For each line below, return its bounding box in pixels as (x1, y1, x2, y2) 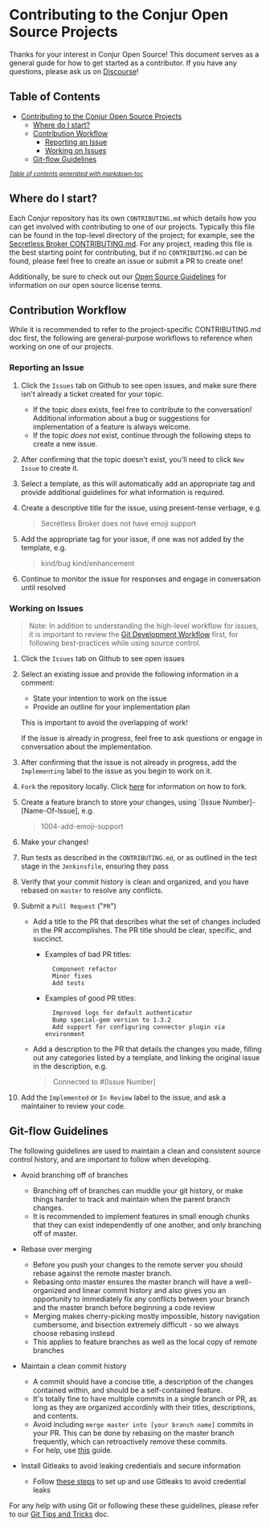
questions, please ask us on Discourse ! (9, 66, 139, 76)
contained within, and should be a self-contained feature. (32, 1385, 223, 1395)
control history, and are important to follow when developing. (9, 1155, 211, 1164)
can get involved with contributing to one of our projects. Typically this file (9, 222, 256, 231)
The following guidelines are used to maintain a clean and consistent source (9, 1146, 261, 1155)
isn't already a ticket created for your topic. (20, 389, 164, 398)
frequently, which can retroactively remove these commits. (32, 1437, 228, 1446)
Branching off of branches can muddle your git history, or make (32, 1185, 243, 1195)
